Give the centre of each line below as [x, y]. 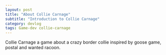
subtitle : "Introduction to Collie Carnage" [52, 19]
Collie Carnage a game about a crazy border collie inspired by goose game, [83, 42]
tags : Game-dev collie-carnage [38, 28]
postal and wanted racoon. [33, 48]
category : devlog [23, 24]
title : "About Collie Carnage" [38, 14]
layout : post [19, 10]
